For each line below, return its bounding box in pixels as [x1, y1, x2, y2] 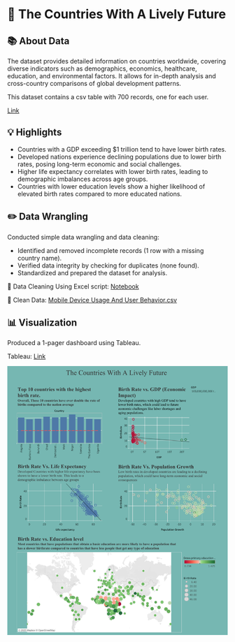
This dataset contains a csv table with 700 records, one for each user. [7, 93, 209, 101]
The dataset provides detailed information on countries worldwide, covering [7, 57, 226, 65]
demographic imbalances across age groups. [17, 175, 148, 183]
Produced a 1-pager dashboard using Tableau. [7, 339, 141, 347]
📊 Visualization [7, 317, 78, 329]
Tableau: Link [7, 352, 46, 360]
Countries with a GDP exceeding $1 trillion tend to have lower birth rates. [17, 145, 227, 153]
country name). [17, 254, 62, 262]
